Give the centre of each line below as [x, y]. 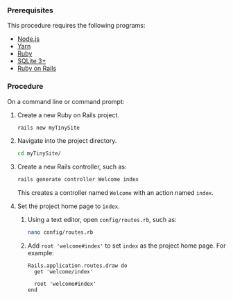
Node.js [28, 39]
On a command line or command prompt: [66, 101]
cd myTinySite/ [39, 154]
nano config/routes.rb [60, 232]
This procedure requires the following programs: [76, 26]
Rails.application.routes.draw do [77, 266]
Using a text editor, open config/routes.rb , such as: [102, 220]
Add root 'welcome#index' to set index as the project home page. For [127, 246]
